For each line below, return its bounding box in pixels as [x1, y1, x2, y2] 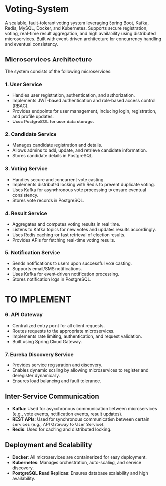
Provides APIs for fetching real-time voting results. [12, 237, 115, 243]
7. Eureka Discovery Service [5, 351, 74, 358]
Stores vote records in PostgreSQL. [12, 197, 85, 203]
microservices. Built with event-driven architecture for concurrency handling [5, 36, 162, 42]
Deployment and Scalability [5, 441, 93, 449]
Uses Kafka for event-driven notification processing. [12, 271, 120, 277]
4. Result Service [5, 210, 47, 217]
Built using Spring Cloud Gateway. [12, 338, 82, 344]
